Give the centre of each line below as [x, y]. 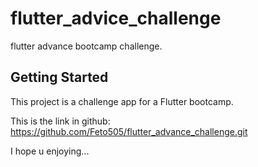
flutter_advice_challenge [116, 18]
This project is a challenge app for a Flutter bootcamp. [122, 101]
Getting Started [59, 77]
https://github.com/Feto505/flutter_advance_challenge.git [129, 131]
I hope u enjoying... [50, 151]
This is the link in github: [60, 121]
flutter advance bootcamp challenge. [86, 46]
